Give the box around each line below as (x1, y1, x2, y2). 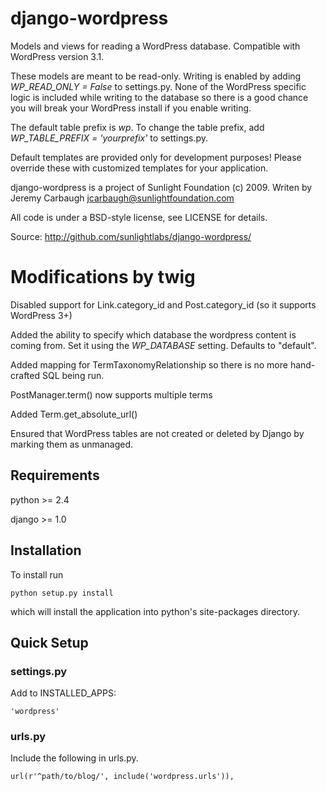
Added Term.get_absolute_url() (10, 408, 138, 420)
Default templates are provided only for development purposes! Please (10, 151, 302, 163)
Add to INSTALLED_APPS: (10, 687, 117, 699)
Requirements (10, 467, 100, 484)
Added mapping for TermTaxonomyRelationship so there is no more (10, 358, 288, 371)
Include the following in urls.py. (10, 752, 139, 764)
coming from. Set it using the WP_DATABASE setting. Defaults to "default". (10, 339, 317, 351)
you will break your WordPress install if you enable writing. (10, 102, 252, 114)
